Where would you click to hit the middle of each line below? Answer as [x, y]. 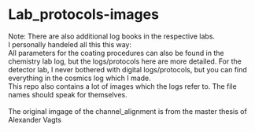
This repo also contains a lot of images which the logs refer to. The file [123, 86]
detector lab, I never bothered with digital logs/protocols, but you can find [128, 69]
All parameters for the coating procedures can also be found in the [116, 53]
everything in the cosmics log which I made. [79, 78]
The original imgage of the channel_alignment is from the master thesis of [128, 111]
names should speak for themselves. [68, 94]
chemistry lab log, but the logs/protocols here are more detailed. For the [125, 61]
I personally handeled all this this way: [70, 44]
